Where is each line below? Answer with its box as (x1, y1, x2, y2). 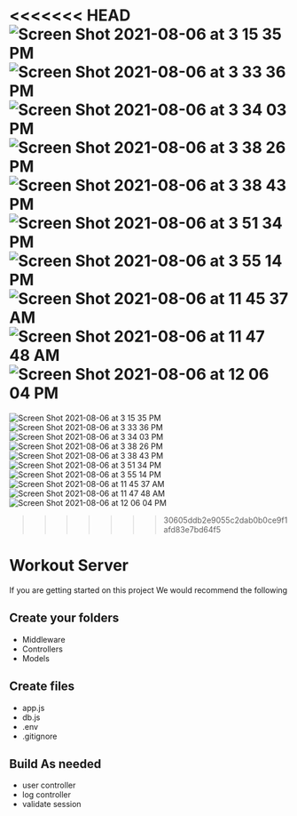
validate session (21, 799, 82, 810)
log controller (21, 789, 71, 800)
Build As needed (9, 756, 102, 772)
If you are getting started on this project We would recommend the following (9, 584, 288, 596)
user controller (21, 780, 76, 791)
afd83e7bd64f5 (163, 524, 222, 534)
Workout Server (9, 556, 129, 576)
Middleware (21, 634, 66, 644)
